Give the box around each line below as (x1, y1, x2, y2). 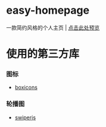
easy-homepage (6, 4, 90, 17)
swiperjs (14, 114, 36, 121)
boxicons (14, 84, 38, 91)
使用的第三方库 (6, 47, 80, 61)
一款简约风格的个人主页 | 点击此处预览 (6, 24, 100, 31)
